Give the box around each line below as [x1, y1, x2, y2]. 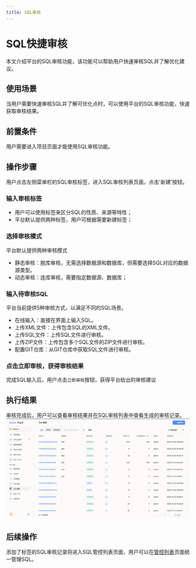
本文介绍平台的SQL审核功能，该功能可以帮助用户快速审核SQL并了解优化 [6, 57, 180, 64]
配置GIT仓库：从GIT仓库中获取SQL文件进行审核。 [14, 346, 134, 353]
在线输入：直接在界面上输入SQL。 [14, 316, 97, 323]
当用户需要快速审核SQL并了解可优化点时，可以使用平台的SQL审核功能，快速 [6, 100, 190, 108]
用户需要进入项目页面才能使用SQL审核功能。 [6, 143, 114, 150]
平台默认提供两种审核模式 [6, 246, 68, 254]
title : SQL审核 [6, 9, 41, 15]
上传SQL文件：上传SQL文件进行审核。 [14, 331, 107, 338]
